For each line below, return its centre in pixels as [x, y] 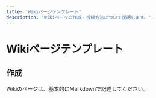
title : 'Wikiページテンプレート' [44, 12]
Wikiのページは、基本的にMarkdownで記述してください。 [77, 88]
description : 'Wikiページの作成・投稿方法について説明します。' [79, 17]
